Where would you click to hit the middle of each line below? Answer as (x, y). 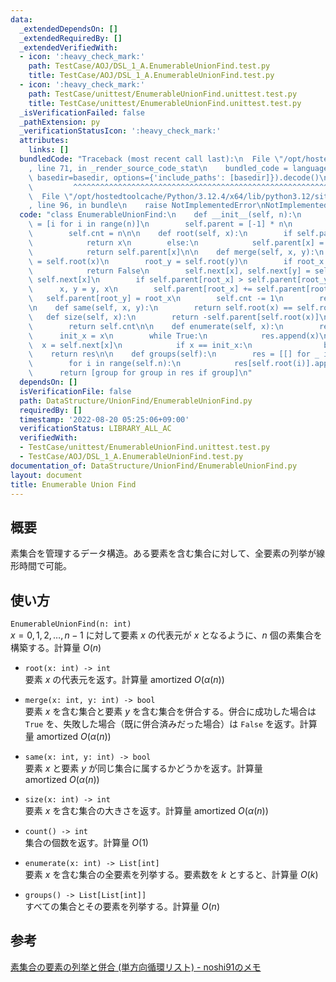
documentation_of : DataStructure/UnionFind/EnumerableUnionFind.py (154, 466)
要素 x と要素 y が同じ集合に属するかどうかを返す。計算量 (143, 768)
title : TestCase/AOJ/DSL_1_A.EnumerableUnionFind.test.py (151, 76)
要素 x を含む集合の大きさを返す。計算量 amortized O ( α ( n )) (146, 810)
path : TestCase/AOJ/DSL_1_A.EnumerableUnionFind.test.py (149, 66)
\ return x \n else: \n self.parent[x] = (176, 242)
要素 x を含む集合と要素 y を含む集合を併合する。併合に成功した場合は (170, 711)
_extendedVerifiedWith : (68, 47)
